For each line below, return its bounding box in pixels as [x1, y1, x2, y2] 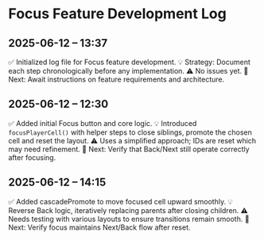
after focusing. [8, 152, 56, 162]
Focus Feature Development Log [8, 5, 227, 23]
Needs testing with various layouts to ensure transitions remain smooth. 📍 [8, 214, 250, 223]
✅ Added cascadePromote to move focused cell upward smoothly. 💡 [8, 196, 233, 206]
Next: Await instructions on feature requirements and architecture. [8, 74, 225, 84]
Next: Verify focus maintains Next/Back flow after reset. [8, 223, 191, 232]
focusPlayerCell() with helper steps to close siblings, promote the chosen [8, 128, 253, 137]
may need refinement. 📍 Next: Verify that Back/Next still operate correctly [8, 144, 250, 154]
